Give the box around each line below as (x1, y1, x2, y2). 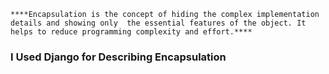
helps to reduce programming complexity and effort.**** (10, 27, 253, 37)
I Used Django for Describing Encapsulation (10, 50, 227, 64)
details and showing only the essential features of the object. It (10, 18, 307, 28)
